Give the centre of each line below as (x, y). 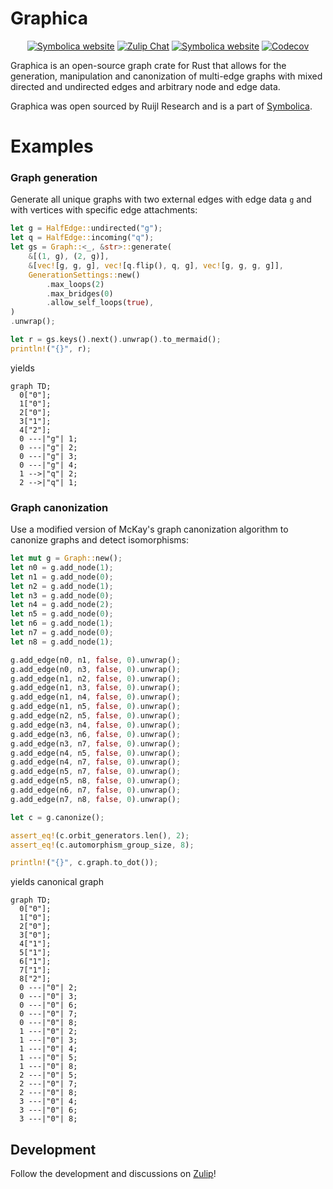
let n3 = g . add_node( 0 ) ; (62, 595)
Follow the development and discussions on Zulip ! (113, 1174)
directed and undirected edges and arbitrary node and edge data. (145, 86)
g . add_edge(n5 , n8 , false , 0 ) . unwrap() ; (96, 781)
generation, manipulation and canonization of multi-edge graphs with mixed (166, 76)
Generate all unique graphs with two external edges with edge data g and (161, 199)
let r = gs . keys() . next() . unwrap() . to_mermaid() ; (116, 340)
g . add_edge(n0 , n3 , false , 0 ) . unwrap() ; (96, 669)
